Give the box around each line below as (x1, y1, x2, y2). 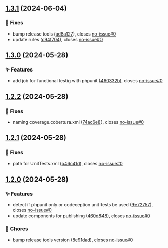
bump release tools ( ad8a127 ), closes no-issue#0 (12, 30, 116, 37)
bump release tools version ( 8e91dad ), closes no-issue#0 (12, 237, 133, 243)
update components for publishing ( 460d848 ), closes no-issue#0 (12, 212, 150, 219)
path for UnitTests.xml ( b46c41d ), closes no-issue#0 (12, 160, 123, 166)
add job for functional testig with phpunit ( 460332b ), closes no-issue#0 (12, 78, 163, 84)
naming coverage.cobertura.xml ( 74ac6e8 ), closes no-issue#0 (12, 119, 144, 125)
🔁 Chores (5, 225, 29, 232)
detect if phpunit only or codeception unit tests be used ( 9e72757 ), (12, 202, 153, 208)
